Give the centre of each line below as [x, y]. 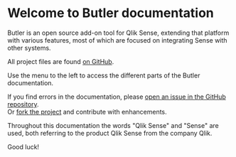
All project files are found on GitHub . [61, 61]
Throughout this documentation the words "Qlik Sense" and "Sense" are [113, 125]
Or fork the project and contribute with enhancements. [87, 112]
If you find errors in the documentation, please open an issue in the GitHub [117, 97]
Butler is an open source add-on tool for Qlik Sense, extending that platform [118, 33]
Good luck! [23, 146]
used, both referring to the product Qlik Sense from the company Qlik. [110, 133]
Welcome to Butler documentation [111, 13]
